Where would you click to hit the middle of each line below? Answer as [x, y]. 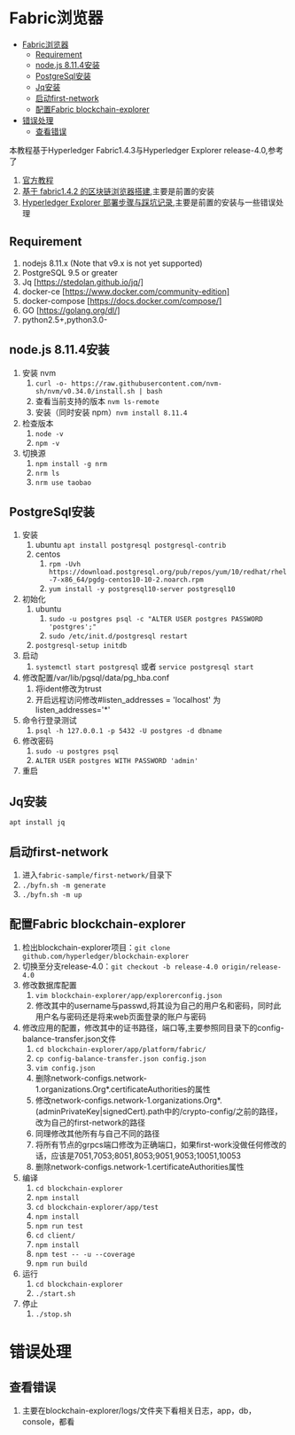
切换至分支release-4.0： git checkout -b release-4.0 [120, 966]
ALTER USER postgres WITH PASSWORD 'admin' [117, 761]
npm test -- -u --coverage [85, 1254]
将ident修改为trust [68, 689]
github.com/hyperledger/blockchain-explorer [105, 956]
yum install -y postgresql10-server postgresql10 [142, 589]
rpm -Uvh [65, 565]
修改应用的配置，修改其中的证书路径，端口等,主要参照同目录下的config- [153, 1027]
